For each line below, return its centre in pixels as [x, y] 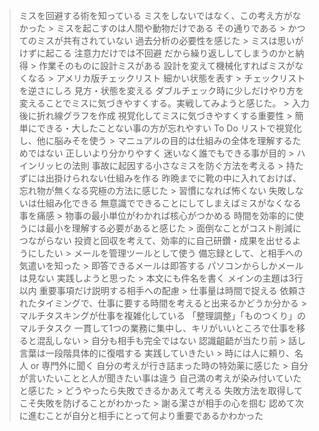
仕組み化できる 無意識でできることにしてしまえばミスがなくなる [169, 203]
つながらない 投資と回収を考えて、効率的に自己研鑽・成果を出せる [155, 240]
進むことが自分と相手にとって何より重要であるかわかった [145, 415]
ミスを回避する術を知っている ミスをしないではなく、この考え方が [155, 15]
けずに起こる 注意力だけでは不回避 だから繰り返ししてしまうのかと [157, 53]
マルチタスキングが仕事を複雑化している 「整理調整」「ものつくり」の [162, 315]
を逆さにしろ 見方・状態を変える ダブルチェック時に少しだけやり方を [161, 90]
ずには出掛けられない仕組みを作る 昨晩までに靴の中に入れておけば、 [160, 178]
